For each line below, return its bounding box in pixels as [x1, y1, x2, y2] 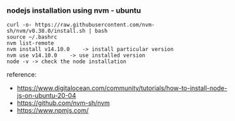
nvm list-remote [6, 40, 54, 47]
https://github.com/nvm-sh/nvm [16, 99, 110, 107]
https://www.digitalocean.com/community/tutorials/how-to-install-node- [16, 84, 228, 92]
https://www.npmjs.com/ [16, 106, 89, 115]
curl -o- [6, 22, 32, 29]
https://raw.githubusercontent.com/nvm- [34, 22, 155, 29]
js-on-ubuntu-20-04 [16, 92, 77, 100]
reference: [6, 71, 37, 79]
